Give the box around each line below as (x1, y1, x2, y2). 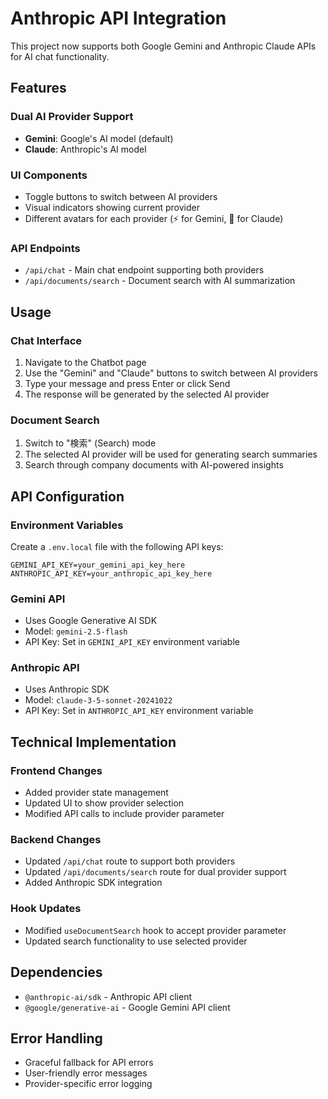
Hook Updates (10, 902, 82, 916)
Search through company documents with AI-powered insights (24, 459, 284, 471)
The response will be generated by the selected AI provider (24, 388, 270, 400)
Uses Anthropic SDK (24, 683, 110, 696)
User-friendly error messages (24, 1067, 148, 1079)
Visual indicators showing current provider (24, 201, 200, 213)
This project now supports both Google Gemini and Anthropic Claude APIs (10, 40, 317, 52)
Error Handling (10, 1030, 103, 1047)
